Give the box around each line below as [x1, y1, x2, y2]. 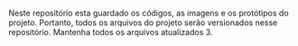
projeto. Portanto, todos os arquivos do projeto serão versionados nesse [8, 17, 278, 28]
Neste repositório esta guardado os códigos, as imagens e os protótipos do [8, 8, 290, 18]
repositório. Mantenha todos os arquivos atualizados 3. [8, 27, 213, 37]
